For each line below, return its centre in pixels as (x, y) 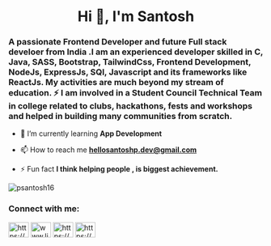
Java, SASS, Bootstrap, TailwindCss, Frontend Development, (130, 62)
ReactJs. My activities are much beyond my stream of (116, 83)
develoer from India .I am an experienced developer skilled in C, (136, 52)
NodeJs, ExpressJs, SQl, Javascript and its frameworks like (128, 72)
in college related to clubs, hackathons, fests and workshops (131, 106)
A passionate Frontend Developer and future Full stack (118, 42)
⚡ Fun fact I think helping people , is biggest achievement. (119, 169)
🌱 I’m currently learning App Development (91, 134)
